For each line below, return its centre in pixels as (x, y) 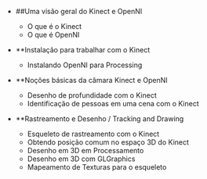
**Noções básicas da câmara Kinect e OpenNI (91, 80)
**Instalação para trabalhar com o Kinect (83, 50)
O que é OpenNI (53, 35)
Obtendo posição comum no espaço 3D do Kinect (108, 142)
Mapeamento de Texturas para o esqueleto (97, 167)
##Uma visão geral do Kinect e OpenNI (79, 11)
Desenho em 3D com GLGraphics (81, 159)
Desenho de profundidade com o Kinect (92, 95)
